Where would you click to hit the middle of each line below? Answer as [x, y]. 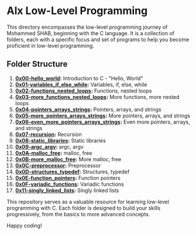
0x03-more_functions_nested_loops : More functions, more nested [97, 97]
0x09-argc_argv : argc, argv [49, 147]
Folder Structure [37, 64]
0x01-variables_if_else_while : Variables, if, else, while [81, 84]
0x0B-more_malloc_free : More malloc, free [68, 159]
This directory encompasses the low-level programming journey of [87, 27]
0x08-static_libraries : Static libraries [60, 140]
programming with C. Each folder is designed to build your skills [84, 208]
